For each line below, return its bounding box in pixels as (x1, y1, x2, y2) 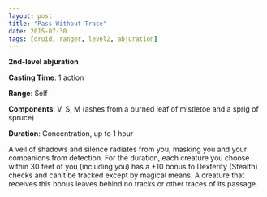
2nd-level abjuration (8, 57, 79, 67)
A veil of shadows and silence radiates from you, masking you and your (8, 144, 248, 155)
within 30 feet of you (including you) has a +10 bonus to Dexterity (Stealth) (8, 162, 258, 172)
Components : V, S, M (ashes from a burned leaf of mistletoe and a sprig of (8, 104, 260, 114)
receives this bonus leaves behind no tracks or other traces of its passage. (8, 179, 258, 189)
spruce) (8, 113, 35, 123)
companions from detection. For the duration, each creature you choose (8, 153, 250, 163)
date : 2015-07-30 (8, 27, 67, 35)
